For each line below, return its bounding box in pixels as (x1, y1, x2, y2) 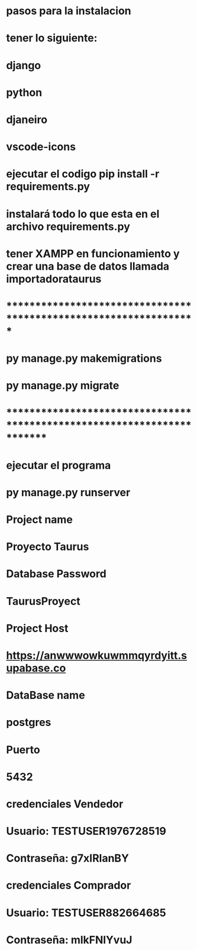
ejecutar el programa (6, 459, 111, 472)
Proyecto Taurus (6, 540, 89, 554)
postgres (6, 716, 51, 729)
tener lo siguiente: (6, 31, 98, 45)
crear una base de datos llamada (6, 260, 170, 273)
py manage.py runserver (6, 485, 131, 499)
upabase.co (6, 661, 66, 675)
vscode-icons (6, 140, 76, 154)
